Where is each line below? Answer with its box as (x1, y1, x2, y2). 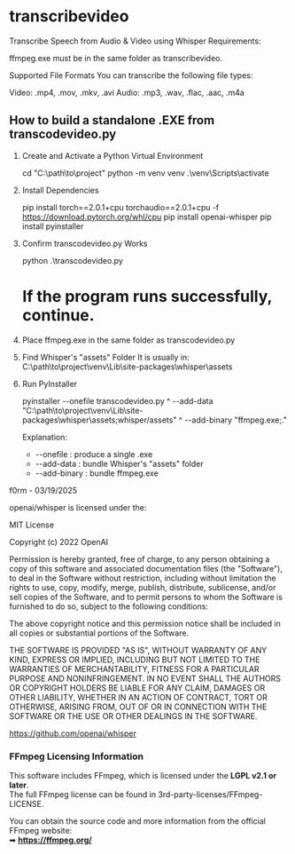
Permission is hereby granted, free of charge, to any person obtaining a (9, 553, 270, 565)
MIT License (9, 519, 55, 530)
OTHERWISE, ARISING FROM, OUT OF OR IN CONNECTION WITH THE (9, 701, 268, 712)
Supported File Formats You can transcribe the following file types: (9, 69, 253, 81)
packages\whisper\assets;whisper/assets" (21, 415, 177, 425)
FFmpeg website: (9, 825, 73, 835)
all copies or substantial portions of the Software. (9, 628, 189, 638)
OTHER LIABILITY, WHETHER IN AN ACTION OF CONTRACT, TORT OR (9, 692, 268, 702)
